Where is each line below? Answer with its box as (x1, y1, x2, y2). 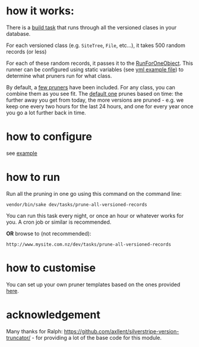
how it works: (6, 4, 74, 18)
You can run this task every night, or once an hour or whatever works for (6, 212, 184, 219)
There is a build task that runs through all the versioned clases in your (6, 24, 177, 31)
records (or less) (6, 48, 47, 55)
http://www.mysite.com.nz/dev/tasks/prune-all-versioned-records (6, 241, 171, 248)
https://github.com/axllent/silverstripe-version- (64, 327, 179, 335)
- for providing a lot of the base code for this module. (31, 334, 162, 341)
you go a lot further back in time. (6, 109, 86, 116)
